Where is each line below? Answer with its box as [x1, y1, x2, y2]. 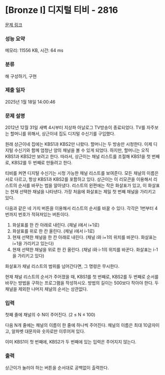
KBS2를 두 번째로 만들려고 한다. [11, 160, 73, 166]
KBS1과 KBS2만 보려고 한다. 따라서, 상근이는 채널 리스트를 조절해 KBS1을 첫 [5, 153, 151, 159]
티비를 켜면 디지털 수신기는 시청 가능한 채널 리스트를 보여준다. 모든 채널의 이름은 [5, 170, 159, 176]
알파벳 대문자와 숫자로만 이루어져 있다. [11, 329, 85, 335]
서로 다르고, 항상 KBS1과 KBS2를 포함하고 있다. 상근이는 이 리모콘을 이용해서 [5, 176, 153, 183]
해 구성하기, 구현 [5, 73, 37, 79]
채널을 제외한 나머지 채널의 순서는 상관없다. [5, 286, 88, 292]
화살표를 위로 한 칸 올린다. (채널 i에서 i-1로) [12, 228, 95, 234]
